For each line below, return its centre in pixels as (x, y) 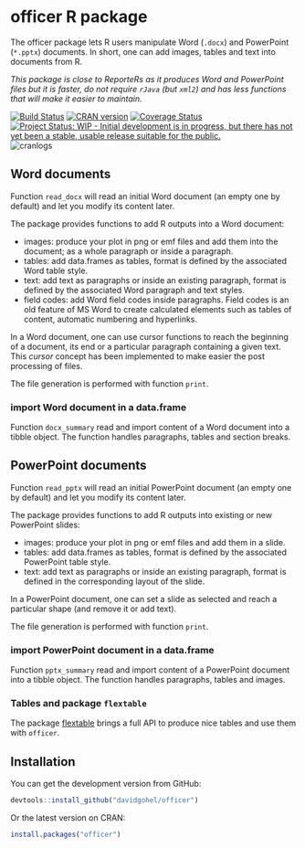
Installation (43, 762)
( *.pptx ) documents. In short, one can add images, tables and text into (143, 51)
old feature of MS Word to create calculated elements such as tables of (158, 309)
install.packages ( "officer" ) (66, 835)
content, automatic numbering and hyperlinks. (110, 319)
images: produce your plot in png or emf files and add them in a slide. (154, 542)
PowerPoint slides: (45, 525)
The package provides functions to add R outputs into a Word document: (147, 223)
